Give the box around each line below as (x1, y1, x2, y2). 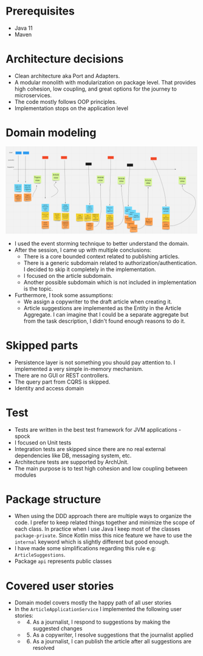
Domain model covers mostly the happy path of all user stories (14, 599, 171, 606)
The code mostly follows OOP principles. (14, 98, 117, 105)
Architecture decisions (5, 52, 124, 66)
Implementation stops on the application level (14, 105, 129, 112)
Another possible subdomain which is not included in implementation (23, 278, 197, 286)
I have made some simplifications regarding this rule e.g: (14, 545, 156, 552)
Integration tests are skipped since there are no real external (14, 445, 166, 452)
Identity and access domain (14, 384, 84, 392)
